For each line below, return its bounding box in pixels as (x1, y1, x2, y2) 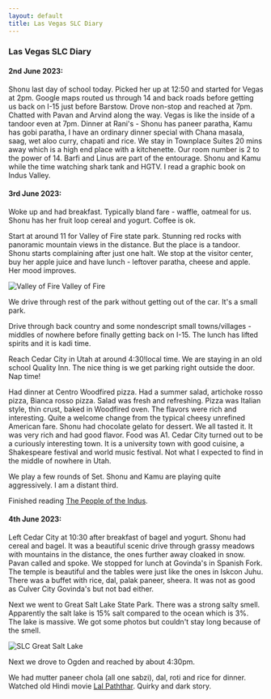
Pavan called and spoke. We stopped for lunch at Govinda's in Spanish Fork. (8, 558, 263, 568)
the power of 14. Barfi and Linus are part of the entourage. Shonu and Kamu (8, 153, 261, 163)
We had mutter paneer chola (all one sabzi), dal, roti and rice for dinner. (8, 673, 247, 683)
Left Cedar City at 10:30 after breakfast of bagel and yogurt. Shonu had (8, 532, 247, 543)
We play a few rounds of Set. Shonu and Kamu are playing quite (8, 471, 221, 481)
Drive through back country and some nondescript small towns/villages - (8, 321, 252, 330)
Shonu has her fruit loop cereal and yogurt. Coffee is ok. (8, 215, 196, 225)
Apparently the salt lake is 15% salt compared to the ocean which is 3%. (8, 608, 249, 618)
